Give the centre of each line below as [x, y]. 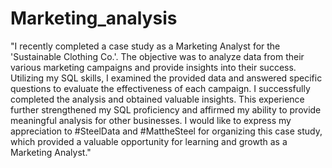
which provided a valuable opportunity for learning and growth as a [149, 141]
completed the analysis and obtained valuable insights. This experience [157, 99]
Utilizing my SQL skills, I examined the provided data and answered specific [166, 78]
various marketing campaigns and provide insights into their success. [153, 67]
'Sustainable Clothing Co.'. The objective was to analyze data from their [157, 56]
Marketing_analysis [94, 18]
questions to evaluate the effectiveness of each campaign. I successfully [160, 88]
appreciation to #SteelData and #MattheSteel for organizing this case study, [166, 131]
